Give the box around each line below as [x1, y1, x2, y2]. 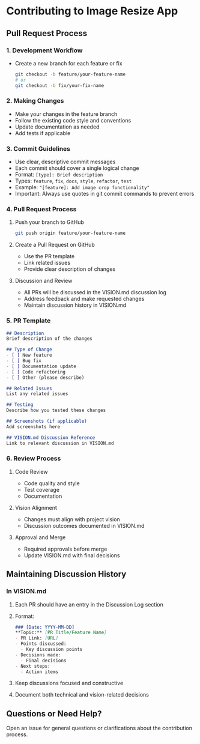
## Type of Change [6, 346, 52, 352]
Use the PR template [23, 253, 75, 260]
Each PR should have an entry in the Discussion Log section [14, 600, 163, 608]
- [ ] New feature [6, 352, 52, 358]
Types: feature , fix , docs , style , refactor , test [14, 177, 132, 184]
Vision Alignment [14, 504, 57, 511]
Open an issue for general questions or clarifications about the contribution [6, 725, 192, 732]
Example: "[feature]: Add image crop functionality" [14, 184, 150, 191]
